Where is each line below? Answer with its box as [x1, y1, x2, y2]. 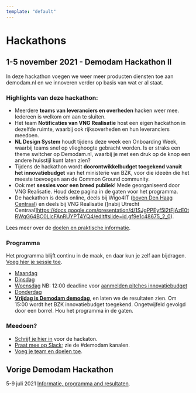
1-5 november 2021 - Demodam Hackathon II [6, 57, 172, 67]
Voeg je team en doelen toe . [14, 347, 83, 355]
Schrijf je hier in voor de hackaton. [14, 335, 98, 342]
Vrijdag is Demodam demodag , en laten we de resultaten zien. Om [14, 294, 177, 302]
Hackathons [6, 33, 67, 47]
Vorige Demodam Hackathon [6, 364, 114, 374]
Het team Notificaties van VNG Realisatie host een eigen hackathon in [14, 119, 186, 126]
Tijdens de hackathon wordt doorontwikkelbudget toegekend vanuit [14, 162, 183, 170]
